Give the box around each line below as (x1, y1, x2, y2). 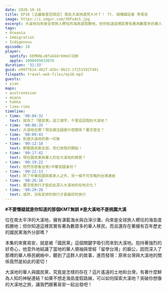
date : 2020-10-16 (5, 7, 41, 12)
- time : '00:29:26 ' (5, 187, 48, 192)
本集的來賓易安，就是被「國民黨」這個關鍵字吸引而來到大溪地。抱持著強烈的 (5, 239, 162, 246)
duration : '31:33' (5, 63, 43, 68)
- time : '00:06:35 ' (5, 123, 48, 128)
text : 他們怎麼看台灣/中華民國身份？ (9, 164, 77, 169)
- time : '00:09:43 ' (5, 132, 48, 137)
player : (5, 49, 21, 54)
